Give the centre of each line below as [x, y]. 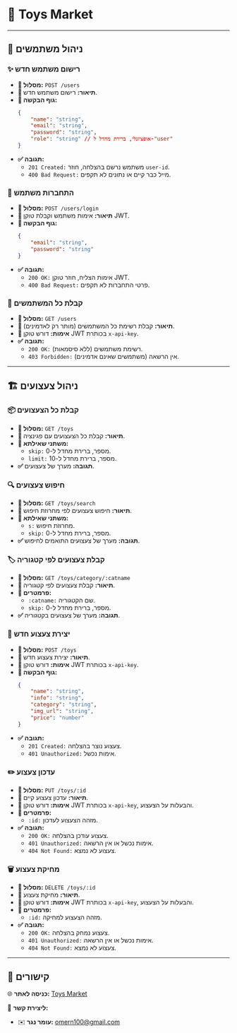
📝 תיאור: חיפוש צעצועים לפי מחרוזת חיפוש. [74, 510]
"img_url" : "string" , [62, 712]
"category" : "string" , [64, 705]
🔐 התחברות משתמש [41, 192]
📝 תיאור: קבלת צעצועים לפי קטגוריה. [66, 585]
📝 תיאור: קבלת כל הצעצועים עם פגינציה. [71, 436]
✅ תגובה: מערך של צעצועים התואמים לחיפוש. [79, 541]
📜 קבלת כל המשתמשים [45, 303]
